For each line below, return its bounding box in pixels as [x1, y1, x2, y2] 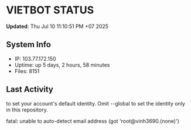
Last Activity [6, 85, 54, 94]
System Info [6, 40, 52, 50]
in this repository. [6, 106, 48, 113]
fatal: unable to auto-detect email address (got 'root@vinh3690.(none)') [6, 117, 180, 124]
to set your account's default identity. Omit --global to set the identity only [6, 100, 186, 107]
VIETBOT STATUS [6, 3, 94, 17]
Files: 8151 [14, 68, 40, 75]
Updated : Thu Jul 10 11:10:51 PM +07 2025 [6, 23, 109, 30]
